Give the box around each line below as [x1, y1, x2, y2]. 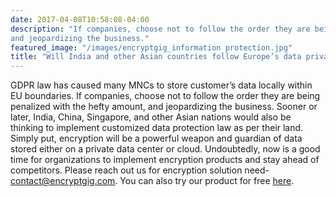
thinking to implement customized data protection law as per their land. [10, 122, 304, 134]
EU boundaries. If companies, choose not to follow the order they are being [10, 90, 321, 102]
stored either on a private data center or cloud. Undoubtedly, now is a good [10, 143, 321, 155]
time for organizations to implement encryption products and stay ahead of [10, 154, 320, 166]
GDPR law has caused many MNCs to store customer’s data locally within [10, 79, 313, 91]
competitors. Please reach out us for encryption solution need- [10, 164, 270, 176]
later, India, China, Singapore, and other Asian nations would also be [10, 111, 292, 123]
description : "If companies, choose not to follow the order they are [10, 24, 311, 34]
